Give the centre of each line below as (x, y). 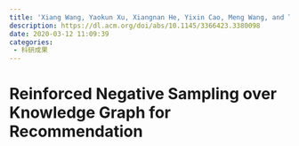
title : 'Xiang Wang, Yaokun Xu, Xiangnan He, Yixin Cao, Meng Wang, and (147, 17)
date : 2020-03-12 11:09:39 (59, 34)
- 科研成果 (31, 50)
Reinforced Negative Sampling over (143, 94)
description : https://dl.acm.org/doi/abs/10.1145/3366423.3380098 (135, 26)
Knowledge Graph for (90, 113)
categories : (31, 42)
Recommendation (76, 131)
